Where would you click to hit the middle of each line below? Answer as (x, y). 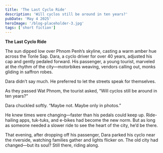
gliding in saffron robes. (29, 72)
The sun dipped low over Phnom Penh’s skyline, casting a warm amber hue (81, 51)
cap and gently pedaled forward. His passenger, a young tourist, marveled (80, 62)
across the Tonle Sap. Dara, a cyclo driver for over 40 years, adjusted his (79, 56)
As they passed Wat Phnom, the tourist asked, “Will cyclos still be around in (81, 91)
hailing (12, 120)
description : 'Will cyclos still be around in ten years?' (67, 14)
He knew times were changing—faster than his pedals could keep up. (75, 115)
